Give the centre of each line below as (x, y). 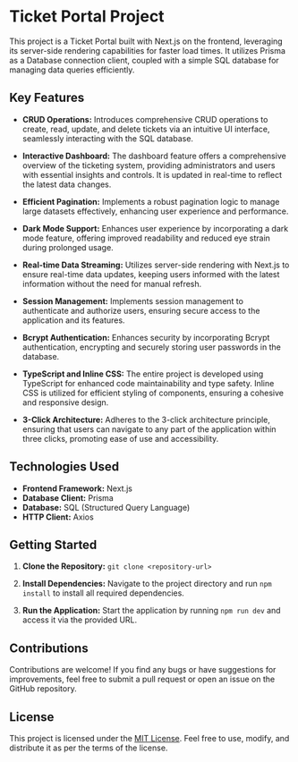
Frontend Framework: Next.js (77, 488)
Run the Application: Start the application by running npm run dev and (151, 611)
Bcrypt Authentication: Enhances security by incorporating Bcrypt (146, 337)
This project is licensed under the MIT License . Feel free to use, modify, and (149, 738)
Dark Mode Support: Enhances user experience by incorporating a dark (155, 228)
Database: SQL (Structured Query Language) (106, 507)
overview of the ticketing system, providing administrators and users (149, 165)
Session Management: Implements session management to (133, 301)
